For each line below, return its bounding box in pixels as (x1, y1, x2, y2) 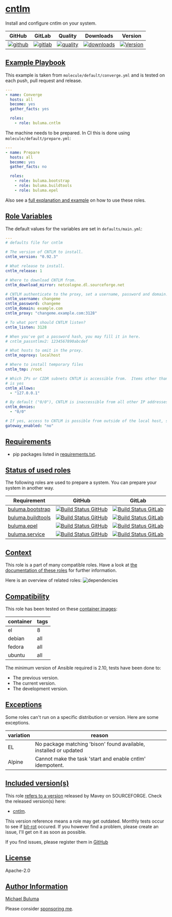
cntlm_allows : (5, 385, 36, 391)
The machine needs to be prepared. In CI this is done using (5, 129, 131, 136)
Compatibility (5, 592, 50, 601)
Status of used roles (5, 466, 71, 475)
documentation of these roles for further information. (5, 568, 117, 574)
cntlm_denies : (5, 404, 36, 409)
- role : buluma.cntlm (14, 121, 60, 126)
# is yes (5, 381, 24, 386)
